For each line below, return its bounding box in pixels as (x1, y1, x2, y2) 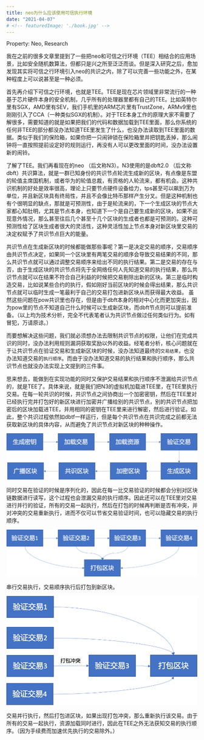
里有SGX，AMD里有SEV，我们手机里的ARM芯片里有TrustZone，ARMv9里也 (6, 103, 197, 111)
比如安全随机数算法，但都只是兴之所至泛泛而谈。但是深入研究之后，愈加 (16, 60, 198, 67)
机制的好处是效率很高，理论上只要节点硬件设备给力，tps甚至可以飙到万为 (11, 185, 195, 192)
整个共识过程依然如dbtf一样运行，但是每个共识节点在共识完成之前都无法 (16, 413, 197, 420)
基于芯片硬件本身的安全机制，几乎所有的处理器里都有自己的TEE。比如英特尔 (6, 96, 197, 103)
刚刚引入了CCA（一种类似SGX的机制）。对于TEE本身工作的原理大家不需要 (6, 111, 190, 118)
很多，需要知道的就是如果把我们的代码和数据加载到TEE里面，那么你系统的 (11, 118, 197, 126)
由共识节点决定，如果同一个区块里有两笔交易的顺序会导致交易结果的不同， (6, 251, 192, 258)
